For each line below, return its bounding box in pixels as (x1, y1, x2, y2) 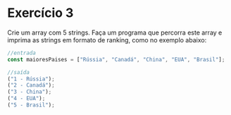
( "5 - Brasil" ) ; (7, 102, 55, 109)
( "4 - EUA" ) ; (7, 95, 46, 102)
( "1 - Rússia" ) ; (7, 75, 55, 83)
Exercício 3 (7, 5, 74, 21)
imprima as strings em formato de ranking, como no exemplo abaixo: (7, 35, 207, 44)
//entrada (7, 49, 37, 56)
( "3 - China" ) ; (7, 88, 52, 96)
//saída (7, 68, 30, 75)
